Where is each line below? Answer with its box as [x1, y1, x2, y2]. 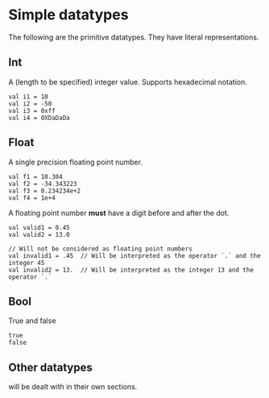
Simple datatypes [8, 6, 129, 24]
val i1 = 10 [8, 93, 48, 101]
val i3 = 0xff [8, 106, 56, 114]
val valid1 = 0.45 [8, 223, 70, 231]
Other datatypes [8, 360, 93, 374]
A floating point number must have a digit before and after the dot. [8, 208, 230, 218]
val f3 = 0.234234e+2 [8, 187, 81, 195]
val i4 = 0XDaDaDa [8, 114, 70, 122]
